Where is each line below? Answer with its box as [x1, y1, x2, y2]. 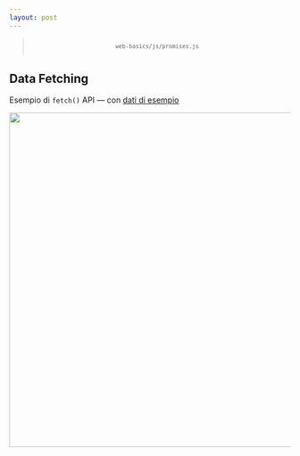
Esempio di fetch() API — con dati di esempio [9, 95, 179, 105]
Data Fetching [9, 70, 89, 86]
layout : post [9, 12, 58, 22]
